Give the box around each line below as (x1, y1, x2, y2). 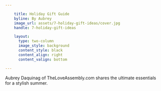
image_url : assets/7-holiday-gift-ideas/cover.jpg (14, 21, 121, 26)
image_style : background (18, 43, 70, 48)
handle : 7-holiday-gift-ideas (14, 25, 77, 30)
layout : (14, 34, 30, 39)
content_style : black (18, 48, 63, 53)
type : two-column (18, 39, 54, 44)
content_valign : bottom (18, 57, 68, 62)
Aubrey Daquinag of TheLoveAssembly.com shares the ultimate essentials (5, 75, 157, 81)
